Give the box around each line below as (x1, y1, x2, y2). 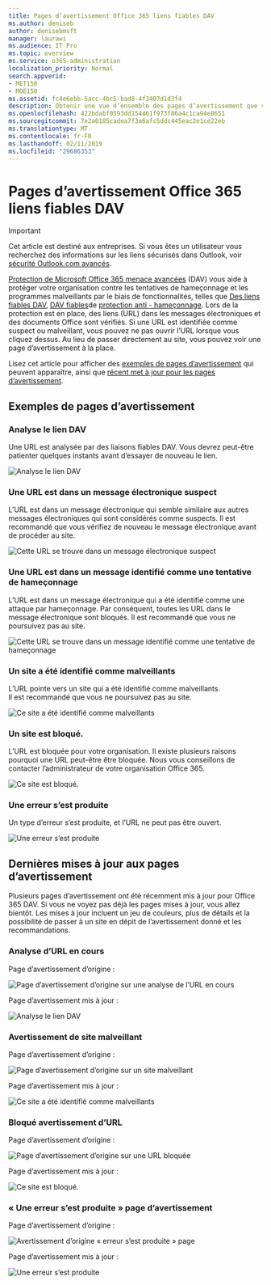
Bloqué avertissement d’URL (8, 1117, 123, 1128)
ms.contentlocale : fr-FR (8, 132, 92, 140)
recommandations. (8, 925, 71, 935)
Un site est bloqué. (8, 728, 84, 739)
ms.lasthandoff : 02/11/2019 (8, 139, 103, 148)
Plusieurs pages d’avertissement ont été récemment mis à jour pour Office (8, 891, 256, 901)
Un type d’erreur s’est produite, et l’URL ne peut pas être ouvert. (8, 818, 222, 827)
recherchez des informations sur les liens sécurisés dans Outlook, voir (8, 250, 242, 260)
